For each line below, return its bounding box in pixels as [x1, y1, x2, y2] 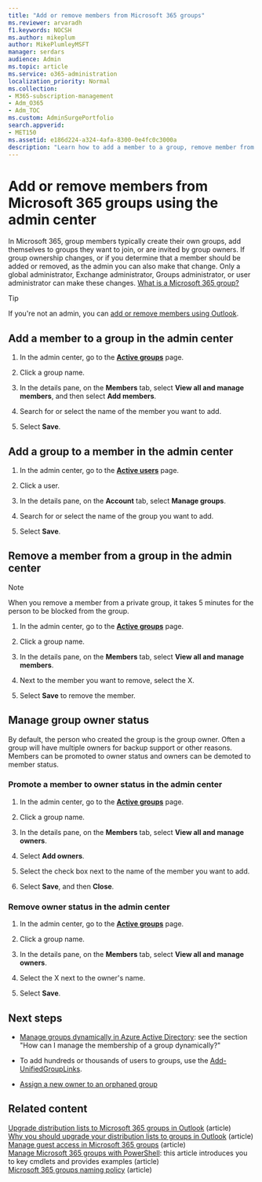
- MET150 [8, 128, 37, 136]
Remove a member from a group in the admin [8, 549, 233, 563]
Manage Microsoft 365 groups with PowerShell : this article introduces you [8, 1148, 248, 1158]
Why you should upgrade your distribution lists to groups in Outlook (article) [8, 1131, 253, 1141]
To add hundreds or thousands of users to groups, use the [19, 1055, 209, 1065]
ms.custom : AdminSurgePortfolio [8, 114, 114, 122]
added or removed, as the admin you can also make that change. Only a [8, 261, 241, 271]
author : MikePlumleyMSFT [8, 41, 89, 49]
